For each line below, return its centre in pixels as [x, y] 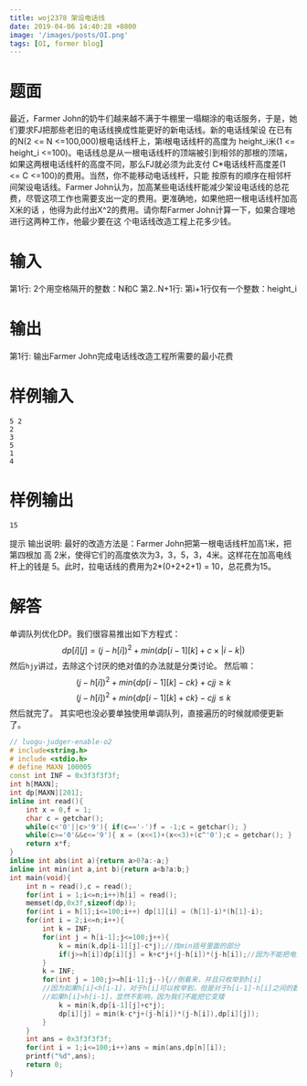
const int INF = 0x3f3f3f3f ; [65, 776]
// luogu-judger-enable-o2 [61, 741]
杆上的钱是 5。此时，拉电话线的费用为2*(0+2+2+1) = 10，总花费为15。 [143, 566]
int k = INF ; [67, 929]
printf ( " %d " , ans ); [61, 1057]
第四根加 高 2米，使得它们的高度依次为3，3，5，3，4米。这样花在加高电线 [151, 555]
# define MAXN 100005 [51, 767]
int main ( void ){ [40, 878]
